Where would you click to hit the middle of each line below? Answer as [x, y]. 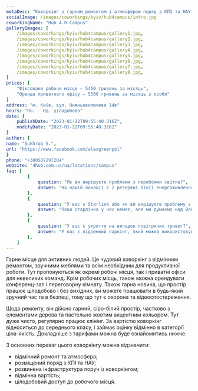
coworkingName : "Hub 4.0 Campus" [47, 22]
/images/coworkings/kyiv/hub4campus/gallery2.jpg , [80, 39]
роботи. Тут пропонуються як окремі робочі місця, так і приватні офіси [96, 272]
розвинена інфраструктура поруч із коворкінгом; [77, 369]
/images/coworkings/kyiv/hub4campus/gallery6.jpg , [80, 61]
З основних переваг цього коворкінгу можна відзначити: [78, 345]
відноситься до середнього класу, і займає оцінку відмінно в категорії [95, 327]
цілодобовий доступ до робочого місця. [65, 382]
